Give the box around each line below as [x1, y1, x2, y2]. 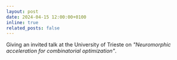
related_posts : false [6, 25, 60, 31]
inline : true [6, 19, 39, 25]
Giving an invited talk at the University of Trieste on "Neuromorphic [6, 41, 171, 48]
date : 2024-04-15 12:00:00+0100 [6, 14, 86, 20]
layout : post [6, 8, 39, 15]
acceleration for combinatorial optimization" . [6, 48, 117, 55]
